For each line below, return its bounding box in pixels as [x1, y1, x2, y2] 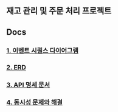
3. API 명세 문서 [6, 80, 50, 89]
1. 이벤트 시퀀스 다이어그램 [6, 46, 79, 55]
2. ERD [6, 63, 26, 71]
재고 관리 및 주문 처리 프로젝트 [6, 5, 112, 16]
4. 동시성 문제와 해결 [6, 98, 63, 107]
